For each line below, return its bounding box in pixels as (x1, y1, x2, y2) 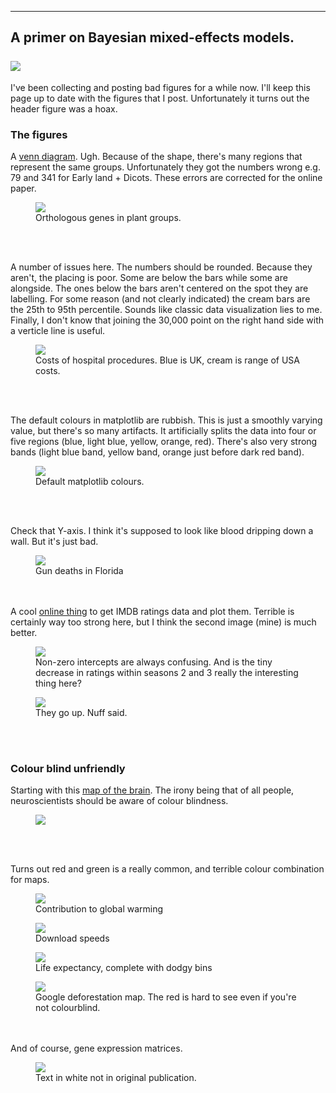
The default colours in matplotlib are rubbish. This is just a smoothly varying (10, 414, 323, 426)
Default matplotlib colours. (35, 476, 145, 488)
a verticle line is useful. (10, 325, 106, 337)
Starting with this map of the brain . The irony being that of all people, (10, 784, 295, 796)
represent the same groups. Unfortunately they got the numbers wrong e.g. (10, 161, 321, 173)
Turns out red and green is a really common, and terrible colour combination (10, 863, 325, 875)
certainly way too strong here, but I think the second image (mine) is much (10, 616, 317, 628)
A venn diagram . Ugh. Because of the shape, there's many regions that (10, 151, 303, 163)
